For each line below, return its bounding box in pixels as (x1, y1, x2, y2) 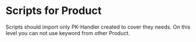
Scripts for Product (5, 4, 102, 17)
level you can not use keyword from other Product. (5, 29, 130, 36)
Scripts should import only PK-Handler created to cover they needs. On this (5, 23, 191, 30)
